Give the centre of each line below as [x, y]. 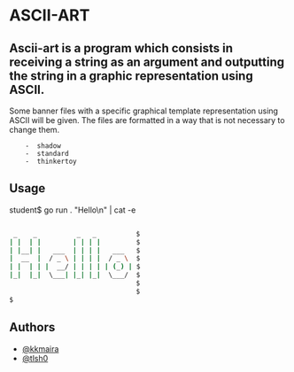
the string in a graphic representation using [132, 76]
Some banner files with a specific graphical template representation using [144, 111]
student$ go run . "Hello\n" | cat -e [73, 210]
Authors [32, 327]
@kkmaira [40, 349]
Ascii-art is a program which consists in [121, 48]
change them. [35, 130]
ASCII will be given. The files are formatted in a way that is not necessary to [147, 120]
